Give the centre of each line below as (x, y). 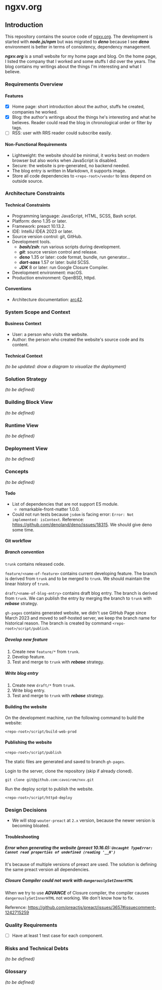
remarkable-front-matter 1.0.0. (49, 509)
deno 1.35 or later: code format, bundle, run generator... (75, 257)
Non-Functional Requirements (36, 144)
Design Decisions (26, 810)
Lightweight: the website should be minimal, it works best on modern (81, 155)
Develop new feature (27, 639)
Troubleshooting (22, 837)
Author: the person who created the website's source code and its (78, 339)
